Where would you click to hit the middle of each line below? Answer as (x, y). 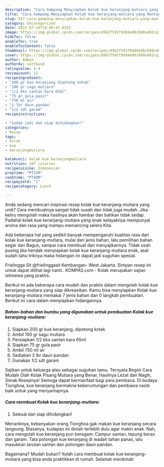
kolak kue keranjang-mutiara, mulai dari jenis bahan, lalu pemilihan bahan (79, 240)
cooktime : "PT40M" (24, 177)
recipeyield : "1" (23, 182)
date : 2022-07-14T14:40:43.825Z (38, 28)
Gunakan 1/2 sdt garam (36, 360)
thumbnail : (16, 50)
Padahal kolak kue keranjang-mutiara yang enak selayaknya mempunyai (78, 220)
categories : (17, 128)
